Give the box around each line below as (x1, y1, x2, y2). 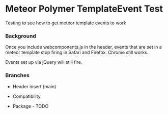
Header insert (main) (12, 83, 57, 89)
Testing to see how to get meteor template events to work (5, 20, 126, 26)
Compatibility (12, 93, 41, 99)
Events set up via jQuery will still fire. (5, 59, 82, 65)
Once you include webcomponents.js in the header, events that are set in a (5, 44, 162, 50)
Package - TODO (12, 103, 49, 109)
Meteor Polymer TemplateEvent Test (5, 3, 163, 15)
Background (5, 32, 37, 40)
